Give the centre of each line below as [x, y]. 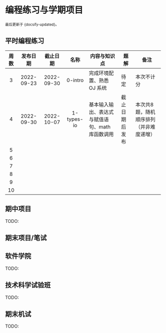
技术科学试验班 [28, 285]
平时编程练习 [25, 41]
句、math [100, 126]
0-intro [75, 80]
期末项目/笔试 [26, 238]
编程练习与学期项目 [44, 10]
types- [75, 119]
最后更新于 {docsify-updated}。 [32, 24]
